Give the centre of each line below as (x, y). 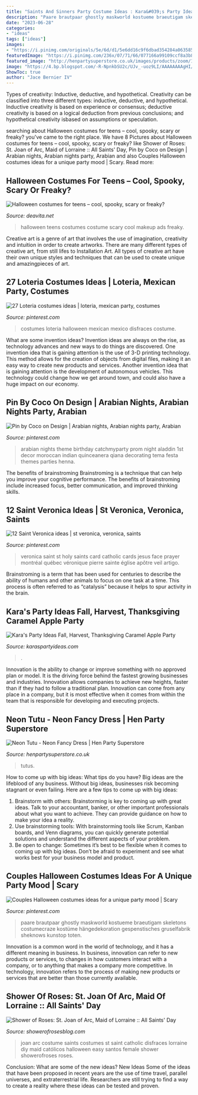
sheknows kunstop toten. (51, 935)
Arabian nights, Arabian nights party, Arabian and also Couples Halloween (96, 156)
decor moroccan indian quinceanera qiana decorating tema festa (99, 455)
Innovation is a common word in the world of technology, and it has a (90, 946)
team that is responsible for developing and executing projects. (83, 701)
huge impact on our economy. (43, 384)
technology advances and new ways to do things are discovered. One (91, 346)
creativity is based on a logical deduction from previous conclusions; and (95, 113)
